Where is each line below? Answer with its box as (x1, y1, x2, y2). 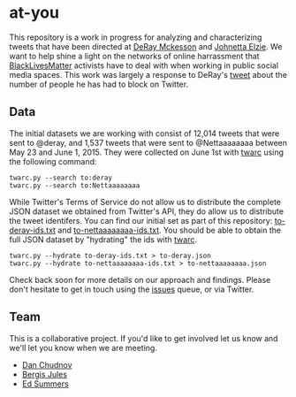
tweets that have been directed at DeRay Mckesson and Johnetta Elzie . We (9, 41, 283, 51)
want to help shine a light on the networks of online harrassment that (9, 50, 260, 61)
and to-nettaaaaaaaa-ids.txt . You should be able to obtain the (57, 225, 281, 235)
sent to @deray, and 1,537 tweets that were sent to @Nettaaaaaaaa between (9, 137, 288, 148)
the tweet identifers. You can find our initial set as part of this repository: (9, 215, 273, 225)
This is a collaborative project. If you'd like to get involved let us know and (9, 332, 278, 343)
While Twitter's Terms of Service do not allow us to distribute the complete (9, 196, 281, 207)
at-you (9, 3, 60, 23)
